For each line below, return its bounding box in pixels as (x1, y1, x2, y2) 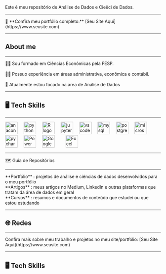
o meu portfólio (5, 178, 37, 185)
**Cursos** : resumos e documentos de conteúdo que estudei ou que (5, 194, 149, 200)
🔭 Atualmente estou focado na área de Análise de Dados (5, 81, 120, 87)
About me (5, 43, 36, 51)
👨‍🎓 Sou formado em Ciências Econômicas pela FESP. (5, 60, 114, 66)
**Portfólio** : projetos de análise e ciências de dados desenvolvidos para (5, 173, 158, 179)
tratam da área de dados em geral (5, 189, 74, 195)
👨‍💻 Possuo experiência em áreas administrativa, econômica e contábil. (5, 71, 150, 77)
